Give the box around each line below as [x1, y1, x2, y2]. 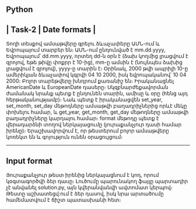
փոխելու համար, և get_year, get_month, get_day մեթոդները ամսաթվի [6, 108, 189, 116]
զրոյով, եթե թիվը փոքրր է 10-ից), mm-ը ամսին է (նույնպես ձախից [6, 59, 183, 66]
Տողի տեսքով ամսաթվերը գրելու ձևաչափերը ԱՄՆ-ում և [6, 40, 160, 47]
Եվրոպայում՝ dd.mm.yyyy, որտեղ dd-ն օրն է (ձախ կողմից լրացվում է [6, 53, 188, 60]
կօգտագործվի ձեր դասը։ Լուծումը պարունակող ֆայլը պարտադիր [6, 178, 188, 185]
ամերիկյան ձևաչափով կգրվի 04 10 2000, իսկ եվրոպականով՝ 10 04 [6, 71, 187, 78]
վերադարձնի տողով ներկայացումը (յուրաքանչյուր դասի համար [6, 121, 182, 128]
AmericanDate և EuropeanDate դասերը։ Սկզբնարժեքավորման [6, 84, 169, 91]
